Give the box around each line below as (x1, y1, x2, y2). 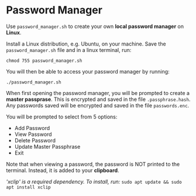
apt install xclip (6, 184, 51, 190)
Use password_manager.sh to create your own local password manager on (6, 23, 184, 30)
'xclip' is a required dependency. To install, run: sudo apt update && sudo (6, 178, 183, 185)
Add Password (14, 124, 50, 131)
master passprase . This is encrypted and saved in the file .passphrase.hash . (6, 96, 191, 103)
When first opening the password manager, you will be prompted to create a (6, 89, 190, 96)
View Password (14, 131, 52, 138)
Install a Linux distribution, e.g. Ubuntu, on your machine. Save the (6, 40, 166, 47)
